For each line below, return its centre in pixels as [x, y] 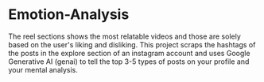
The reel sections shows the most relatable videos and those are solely [124, 36]
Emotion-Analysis [69, 15]
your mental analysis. [43, 69]
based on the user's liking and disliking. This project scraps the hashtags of [132, 44]
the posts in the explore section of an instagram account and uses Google [129, 53]
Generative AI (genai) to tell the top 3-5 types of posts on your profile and [129, 61]
